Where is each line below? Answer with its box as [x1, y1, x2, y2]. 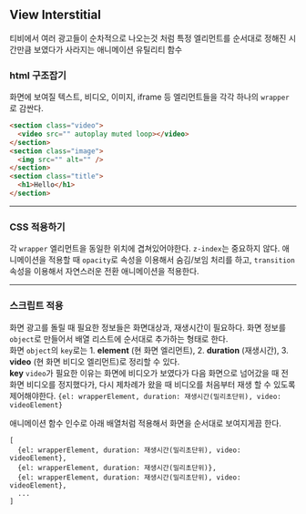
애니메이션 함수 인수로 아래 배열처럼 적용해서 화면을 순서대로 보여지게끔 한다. [9, 417, 282, 428]
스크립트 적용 [9, 300, 64, 313]
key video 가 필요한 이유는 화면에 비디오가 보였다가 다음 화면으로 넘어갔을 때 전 [9, 367, 289, 378]
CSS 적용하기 [9, 221, 66, 233]
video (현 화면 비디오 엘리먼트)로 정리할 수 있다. [9, 355, 180, 367]
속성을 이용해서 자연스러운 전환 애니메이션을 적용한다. [9, 266, 199, 277]
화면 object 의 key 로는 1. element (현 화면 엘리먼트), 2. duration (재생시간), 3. [9, 344, 289, 355]
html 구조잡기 [9, 68, 66, 81]
